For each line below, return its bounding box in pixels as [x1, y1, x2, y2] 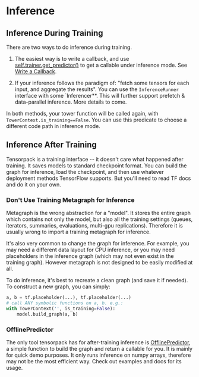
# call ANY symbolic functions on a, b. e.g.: [6, 300, 124, 306]
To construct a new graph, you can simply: [6, 283, 111, 290]
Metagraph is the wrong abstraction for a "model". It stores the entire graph [6, 210, 191, 217]
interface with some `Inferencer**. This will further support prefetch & [14, 92, 185, 99]
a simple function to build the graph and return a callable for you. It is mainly [6, 345, 193, 352]
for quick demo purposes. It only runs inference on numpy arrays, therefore [6, 351, 191, 359]
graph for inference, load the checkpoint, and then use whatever [6, 168, 165, 175]
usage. [6, 364, 23, 371]
